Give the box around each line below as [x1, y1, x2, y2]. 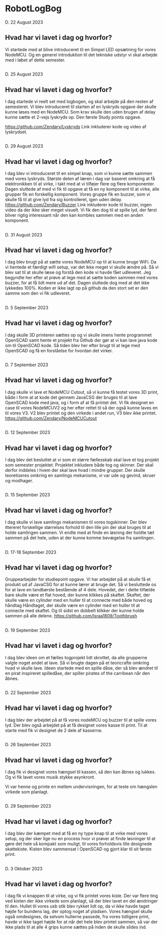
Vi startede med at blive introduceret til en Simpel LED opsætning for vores [5, 46, 156, 52]
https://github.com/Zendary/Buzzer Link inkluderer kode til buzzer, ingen [5, 202, 152, 208]
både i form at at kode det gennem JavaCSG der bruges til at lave [5, 394, 138, 400]
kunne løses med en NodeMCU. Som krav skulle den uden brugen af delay [5, 109, 156, 115]
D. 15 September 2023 [5, 492, 50, 498]
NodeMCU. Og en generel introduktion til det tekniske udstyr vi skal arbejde [5, 52, 158, 58]
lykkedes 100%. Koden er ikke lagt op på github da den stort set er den [5, 285, 148, 291]
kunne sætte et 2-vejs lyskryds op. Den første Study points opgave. [5, 114, 141, 120]
